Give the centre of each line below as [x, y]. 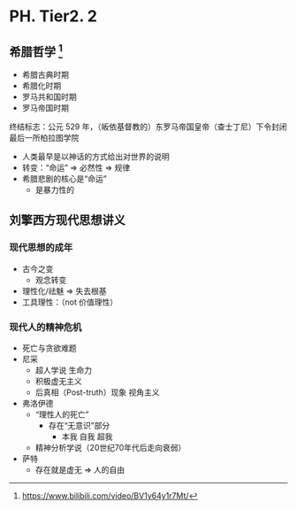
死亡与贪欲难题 [49, 348]
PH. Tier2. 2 [53, 16]
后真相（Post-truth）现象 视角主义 [97, 392]
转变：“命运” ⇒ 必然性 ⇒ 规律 [76, 167]
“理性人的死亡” [62, 414]
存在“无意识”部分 [79, 425]
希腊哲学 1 [36, 50]
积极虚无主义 [58, 381]
